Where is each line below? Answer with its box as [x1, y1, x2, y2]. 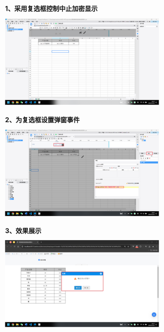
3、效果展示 [5, 227, 41, 235]
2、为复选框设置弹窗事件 [5, 115, 80, 124]
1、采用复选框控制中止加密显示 [5, 4, 98, 13]
